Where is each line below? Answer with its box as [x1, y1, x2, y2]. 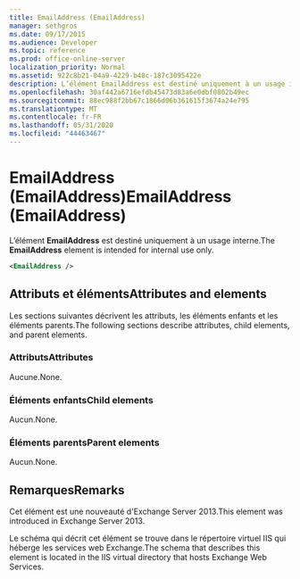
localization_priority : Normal [9, 63, 126, 72]
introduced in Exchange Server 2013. [9, 516, 146, 526]
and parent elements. [9, 329, 87, 340]
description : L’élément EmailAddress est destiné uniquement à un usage [9, 79, 286, 88]
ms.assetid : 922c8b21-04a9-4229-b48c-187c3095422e [9, 71, 202, 80]
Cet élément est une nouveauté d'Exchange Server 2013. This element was [9, 506, 283, 517]
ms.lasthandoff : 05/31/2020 [9, 121, 114, 130]
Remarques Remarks [9, 483, 125, 498]
